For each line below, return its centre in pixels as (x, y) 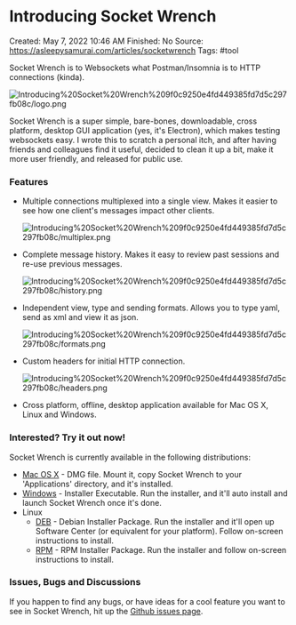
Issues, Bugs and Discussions (75, 582)
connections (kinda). (47, 76)
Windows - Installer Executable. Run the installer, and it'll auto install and (155, 493)
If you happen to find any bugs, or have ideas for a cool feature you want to (148, 601)
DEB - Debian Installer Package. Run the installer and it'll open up (155, 521)
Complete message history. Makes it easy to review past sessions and (151, 254)
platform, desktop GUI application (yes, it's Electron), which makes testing (145, 130)
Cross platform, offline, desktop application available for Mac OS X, (145, 405)
